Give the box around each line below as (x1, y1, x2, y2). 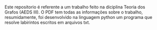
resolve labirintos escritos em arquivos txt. (4, 19, 90, 25)
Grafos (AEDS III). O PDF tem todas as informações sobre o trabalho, (4, 9, 143, 15)
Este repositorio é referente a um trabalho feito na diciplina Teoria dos (4, 4, 145, 10)
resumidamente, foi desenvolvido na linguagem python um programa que (4, 15, 153, 20)
